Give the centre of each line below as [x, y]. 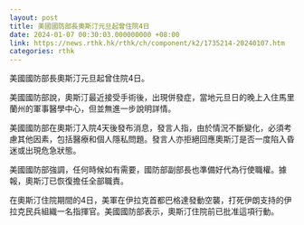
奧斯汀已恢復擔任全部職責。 [76, 181]
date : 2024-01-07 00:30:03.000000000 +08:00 [95, 34]
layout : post [34, 18]
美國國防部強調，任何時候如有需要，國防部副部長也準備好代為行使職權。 [144, 170]
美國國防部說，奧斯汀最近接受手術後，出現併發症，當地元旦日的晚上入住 [144, 98]
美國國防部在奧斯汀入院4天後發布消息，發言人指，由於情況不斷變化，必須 [147, 128]
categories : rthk [42, 52]
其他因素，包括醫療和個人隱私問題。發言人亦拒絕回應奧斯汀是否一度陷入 [152, 139]
